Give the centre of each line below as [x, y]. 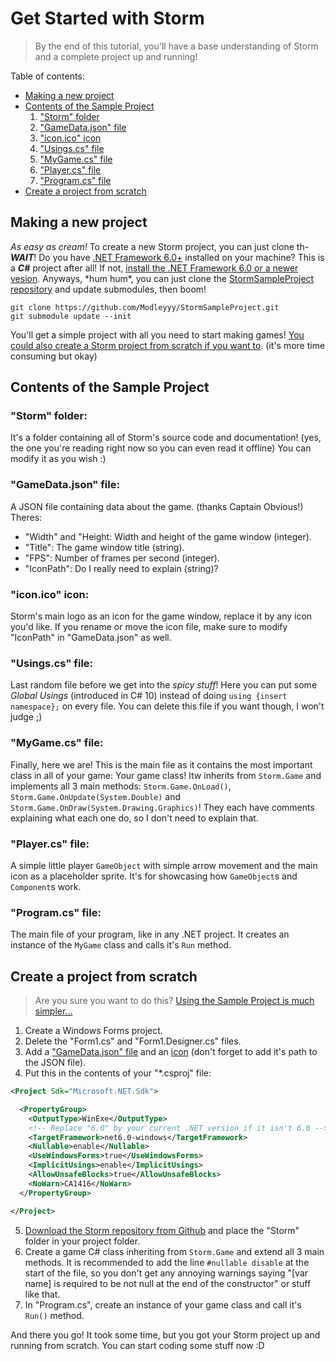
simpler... [53, 1011]
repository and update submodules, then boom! [108, 289]
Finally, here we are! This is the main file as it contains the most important [161, 764]
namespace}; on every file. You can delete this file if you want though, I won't [167, 706]
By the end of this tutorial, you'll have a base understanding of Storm [176, 46]
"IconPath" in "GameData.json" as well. [91, 638]
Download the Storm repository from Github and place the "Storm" [162, 1230]
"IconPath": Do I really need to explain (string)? [121, 568]
